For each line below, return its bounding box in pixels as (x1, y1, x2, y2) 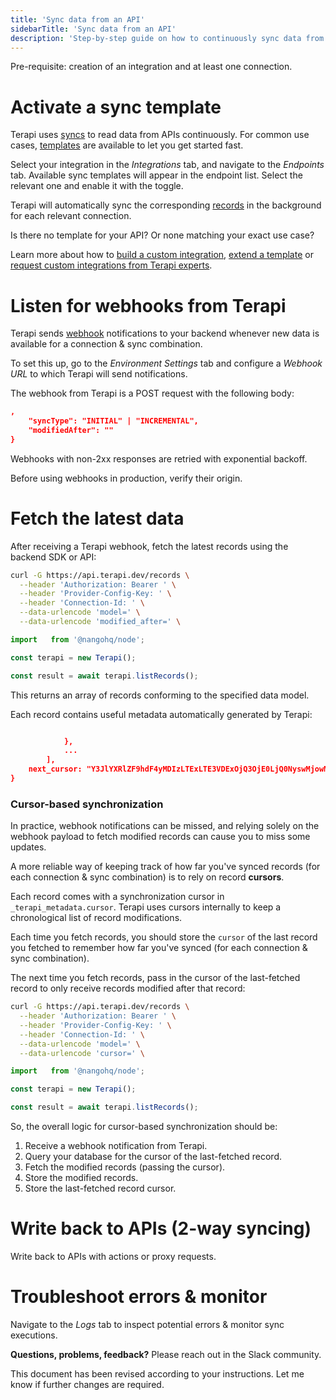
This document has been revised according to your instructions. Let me (10, 1367, 305, 1380)
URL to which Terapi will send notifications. (10, 368, 188, 380)
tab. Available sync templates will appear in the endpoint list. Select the (10, 169, 303, 181)
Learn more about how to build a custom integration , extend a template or (10, 249, 314, 261)
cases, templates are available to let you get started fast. (10, 139, 244, 151)
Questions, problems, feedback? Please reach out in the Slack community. (10, 1348, 322, 1360)
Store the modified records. (24, 1172, 139, 1184)
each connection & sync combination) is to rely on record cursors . (10, 871, 285, 883)
